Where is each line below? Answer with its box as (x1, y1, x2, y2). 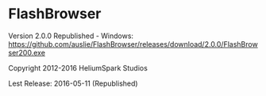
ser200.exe (8, 48, 46, 57)
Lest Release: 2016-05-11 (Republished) (8, 79, 138, 88)
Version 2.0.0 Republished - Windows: (8, 31, 133, 40)
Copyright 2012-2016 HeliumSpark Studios (8, 63, 148, 72)
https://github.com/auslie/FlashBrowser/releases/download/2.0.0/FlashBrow (8, 39, 258, 48)
